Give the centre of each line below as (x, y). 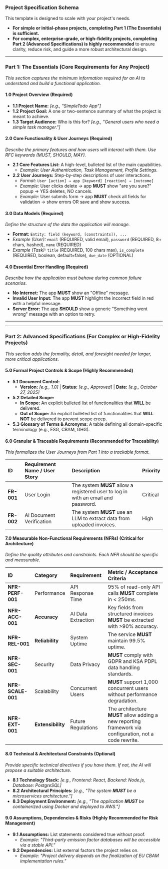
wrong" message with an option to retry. (54, 314)
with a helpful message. (37, 304)
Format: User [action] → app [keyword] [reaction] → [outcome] (87, 181)
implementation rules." (43, 861)
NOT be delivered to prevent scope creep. (63, 419)
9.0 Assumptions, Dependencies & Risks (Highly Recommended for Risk (82, 818)
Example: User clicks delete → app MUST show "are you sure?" (85, 186)
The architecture (127, 709)
